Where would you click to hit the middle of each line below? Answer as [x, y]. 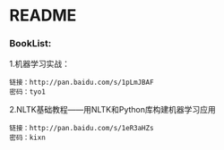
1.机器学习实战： [39, 64]
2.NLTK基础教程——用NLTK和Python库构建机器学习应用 [113, 110]
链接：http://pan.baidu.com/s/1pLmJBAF [82, 83]
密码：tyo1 [28, 92]
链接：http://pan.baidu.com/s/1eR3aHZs [82, 129]
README [43, 16]
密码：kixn [28, 138]
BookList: [30, 44]
